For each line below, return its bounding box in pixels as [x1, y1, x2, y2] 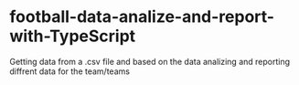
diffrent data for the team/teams [9, 66, 131, 77]
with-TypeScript [9, 26, 136, 47]
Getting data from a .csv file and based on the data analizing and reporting [9, 56, 291, 67]
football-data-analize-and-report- [9, 6, 275, 27]
